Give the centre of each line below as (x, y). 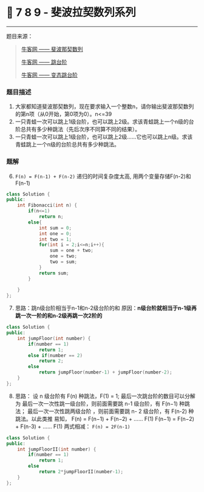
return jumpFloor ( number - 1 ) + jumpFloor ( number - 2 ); (105, 372)
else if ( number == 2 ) (56, 355)
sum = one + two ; (72, 251)
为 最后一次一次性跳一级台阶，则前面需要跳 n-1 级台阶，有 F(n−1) (96, 403)
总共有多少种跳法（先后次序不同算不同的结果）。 (80, 129)
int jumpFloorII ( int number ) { (57, 449)
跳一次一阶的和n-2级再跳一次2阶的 (59, 316)
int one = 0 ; (55, 234)
